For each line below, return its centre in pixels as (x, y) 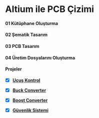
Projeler (13, 69)
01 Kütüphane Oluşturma (32, 23)
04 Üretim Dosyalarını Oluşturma (40, 57)
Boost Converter (30, 100)
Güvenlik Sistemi (30, 110)
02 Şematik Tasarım (26, 35)
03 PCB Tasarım (22, 46)
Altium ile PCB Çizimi (49, 9)
